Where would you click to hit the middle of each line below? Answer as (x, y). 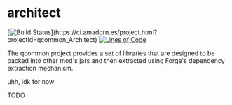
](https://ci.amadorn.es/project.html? (104, 32)
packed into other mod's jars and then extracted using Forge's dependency (116, 60)
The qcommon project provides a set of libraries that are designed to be (111, 53)
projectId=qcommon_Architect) (52, 39)
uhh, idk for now (31, 81)
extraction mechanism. (40, 68)
